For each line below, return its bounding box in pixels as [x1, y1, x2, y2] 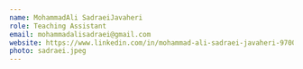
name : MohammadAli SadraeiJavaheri [9, 13, 143, 22]
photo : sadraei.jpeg [9, 47, 87, 56]
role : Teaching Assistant [9, 22, 106, 30]
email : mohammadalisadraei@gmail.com [9, 30, 151, 39]
